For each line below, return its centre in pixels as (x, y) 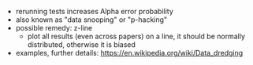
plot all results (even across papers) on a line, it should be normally (136, 36)
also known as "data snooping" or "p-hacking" (91, 20)
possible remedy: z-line (54, 28)
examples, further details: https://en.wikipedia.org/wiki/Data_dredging (129, 53)
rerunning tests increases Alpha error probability (94, 11)
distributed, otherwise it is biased (82, 45)
